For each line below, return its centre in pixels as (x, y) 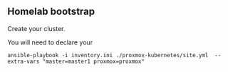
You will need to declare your (50, 42)
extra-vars (24, 61)
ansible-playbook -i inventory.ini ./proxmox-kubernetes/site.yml (108, 55)
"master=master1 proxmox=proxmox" (93, 61)
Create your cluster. (36, 28)
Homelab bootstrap (51, 12)
